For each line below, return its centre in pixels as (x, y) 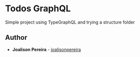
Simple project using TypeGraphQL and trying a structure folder (70, 22)
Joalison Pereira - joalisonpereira (47, 49)
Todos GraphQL (38, 9)
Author (16, 38)
